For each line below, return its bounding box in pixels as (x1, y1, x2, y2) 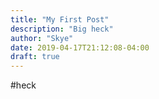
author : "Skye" (10, 33, 74, 43)
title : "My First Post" (10, 14, 110, 25)
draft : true (10, 52, 60, 62)
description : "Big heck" (10, 24, 114, 34)
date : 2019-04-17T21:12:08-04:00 (10, 42, 150, 53)
